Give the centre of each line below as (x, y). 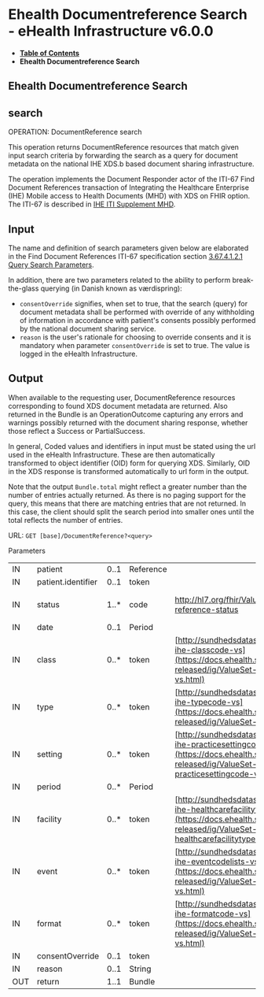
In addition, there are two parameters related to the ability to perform (119, 280)
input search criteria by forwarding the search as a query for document (123, 156)
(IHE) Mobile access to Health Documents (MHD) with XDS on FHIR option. (129, 196)
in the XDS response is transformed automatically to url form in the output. (128, 471)
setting (49, 754)
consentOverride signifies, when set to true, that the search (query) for (134, 303)
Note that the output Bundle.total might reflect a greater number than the (128, 487)
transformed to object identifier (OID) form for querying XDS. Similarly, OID (129, 463)
